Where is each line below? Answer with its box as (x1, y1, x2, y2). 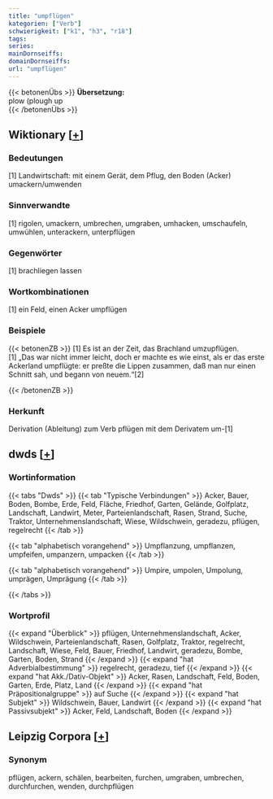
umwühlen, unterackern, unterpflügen (8, 227, 136, 237)
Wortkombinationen (8, 286, 89, 297)
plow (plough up (8, 95, 63, 106)
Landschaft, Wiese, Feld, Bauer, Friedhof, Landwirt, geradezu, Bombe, (8, 645, 243, 655)
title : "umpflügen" (8, 11, 75, 20)
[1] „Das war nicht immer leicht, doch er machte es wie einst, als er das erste (8, 351, 265, 362)
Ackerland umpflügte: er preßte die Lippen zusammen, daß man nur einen (8, 360, 256, 370)
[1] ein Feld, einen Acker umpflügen (8, 304, 128, 314)
